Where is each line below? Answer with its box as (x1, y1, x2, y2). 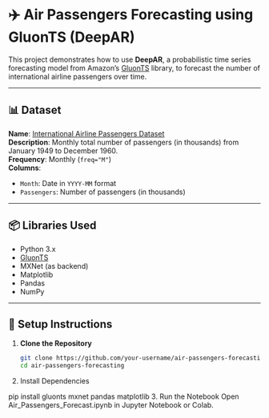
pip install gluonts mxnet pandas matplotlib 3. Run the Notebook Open (8, 392, 239, 401)
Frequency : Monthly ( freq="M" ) (8, 154, 112, 164)
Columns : (8, 163, 42, 172)
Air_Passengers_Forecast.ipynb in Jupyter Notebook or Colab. (8, 400, 214, 410)
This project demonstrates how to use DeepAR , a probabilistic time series (8, 55, 251, 64)
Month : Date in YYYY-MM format (19, 178, 117, 188)
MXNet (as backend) (19, 261, 89, 270)
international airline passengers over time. (8, 71, 147, 81)
